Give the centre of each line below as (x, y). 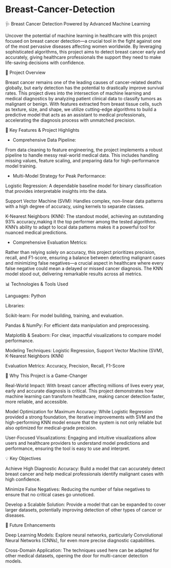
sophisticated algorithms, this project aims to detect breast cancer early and (85, 51)
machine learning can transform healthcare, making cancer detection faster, (85, 396)
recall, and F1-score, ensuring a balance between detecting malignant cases (85, 258)
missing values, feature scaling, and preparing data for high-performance (82, 160)
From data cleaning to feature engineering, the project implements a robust (84, 150)
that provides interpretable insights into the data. (56, 191)
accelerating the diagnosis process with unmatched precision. (70, 120)
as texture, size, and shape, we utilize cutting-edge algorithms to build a (81, 109)
